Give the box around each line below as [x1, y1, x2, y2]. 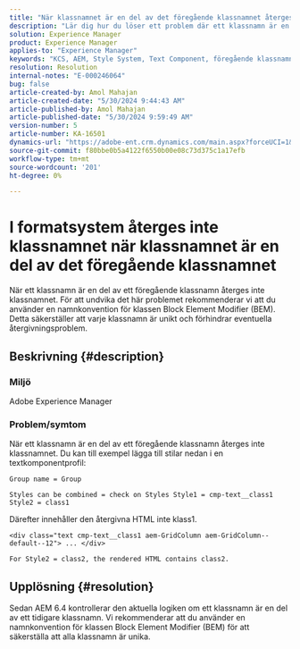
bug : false [9, 80, 50, 88]
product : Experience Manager [9, 38, 118, 47]
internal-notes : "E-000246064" [9, 72, 126, 80]
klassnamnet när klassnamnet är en [9, 236, 279, 257]
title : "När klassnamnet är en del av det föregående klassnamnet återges [9, 13, 294, 22]
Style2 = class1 [9, 498, 70, 508]
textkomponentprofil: [9, 458, 87, 468]
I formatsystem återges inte [9, 217, 219, 238]
